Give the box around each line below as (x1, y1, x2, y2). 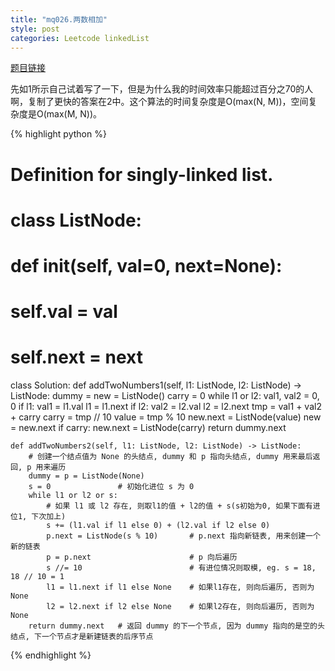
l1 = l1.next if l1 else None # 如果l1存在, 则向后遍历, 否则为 (46, 582, 315, 593)
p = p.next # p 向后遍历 (46, 552, 238, 563)
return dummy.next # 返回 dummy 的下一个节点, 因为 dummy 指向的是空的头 (28, 621, 325, 631)
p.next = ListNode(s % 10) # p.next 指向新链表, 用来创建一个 (46, 531, 321, 541)
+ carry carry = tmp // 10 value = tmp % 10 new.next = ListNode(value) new (10, 411, 322, 423)
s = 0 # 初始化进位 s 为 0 (28, 482, 195, 492)
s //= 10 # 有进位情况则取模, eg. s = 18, (46, 563, 317, 573)
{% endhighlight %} (10, 649, 92, 661)
